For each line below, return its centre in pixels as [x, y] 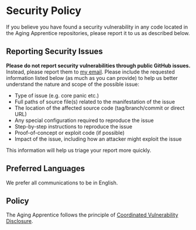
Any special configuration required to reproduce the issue [84, 120]
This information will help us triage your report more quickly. [79, 150]
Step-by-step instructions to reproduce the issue [73, 126]
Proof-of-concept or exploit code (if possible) [69, 133]
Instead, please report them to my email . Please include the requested [90, 72]
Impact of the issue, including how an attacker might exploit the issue [98, 139]
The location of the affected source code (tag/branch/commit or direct [99, 108]
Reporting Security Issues [55, 52]
